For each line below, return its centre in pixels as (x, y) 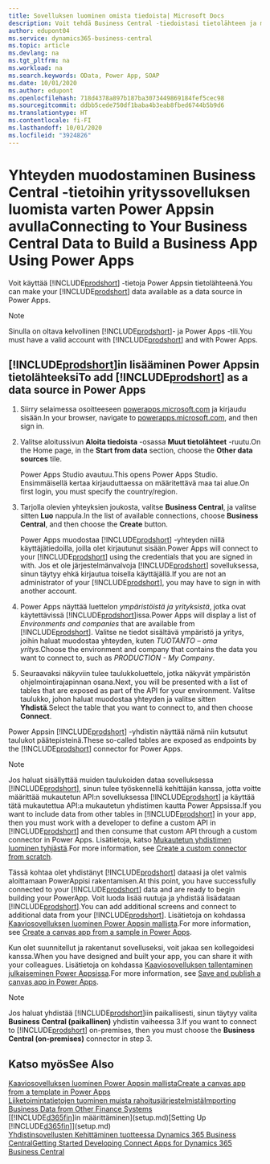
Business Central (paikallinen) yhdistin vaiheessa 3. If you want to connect (133, 1022)
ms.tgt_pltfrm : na (39, 61)
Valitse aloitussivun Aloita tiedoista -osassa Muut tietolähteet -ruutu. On (140, 442)
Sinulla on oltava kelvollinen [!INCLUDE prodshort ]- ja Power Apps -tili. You (131, 331)
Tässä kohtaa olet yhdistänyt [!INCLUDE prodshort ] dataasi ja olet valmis (128, 872)
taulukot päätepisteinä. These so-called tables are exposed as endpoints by (133, 740)
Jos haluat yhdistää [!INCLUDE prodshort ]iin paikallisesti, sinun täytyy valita (133, 1013)
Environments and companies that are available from (107, 624)
